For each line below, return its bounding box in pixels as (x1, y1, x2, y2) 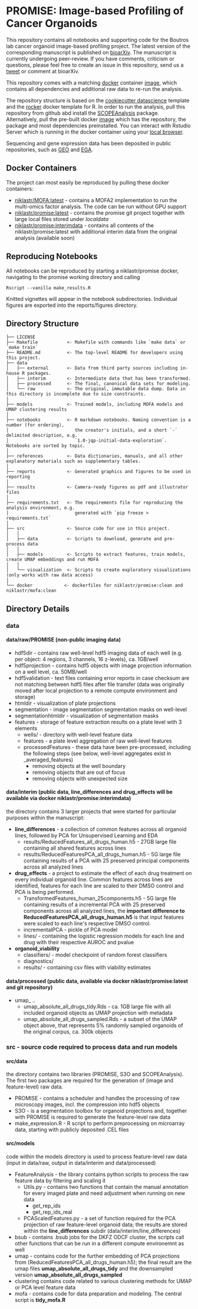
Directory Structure (6, 318, 80, 329)
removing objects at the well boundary (32, 762, 126, 769)
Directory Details (6, 604, 70, 614)
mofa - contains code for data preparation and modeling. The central (14, 1290, 182, 1297)
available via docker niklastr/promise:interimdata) (6, 795, 131, 802)
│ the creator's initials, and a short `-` (6, 427, 178, 433)
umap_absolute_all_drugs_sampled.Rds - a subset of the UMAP (23, 1016, 177, 1023)
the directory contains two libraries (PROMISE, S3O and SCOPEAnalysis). (6, 1071, 184, 1078)
